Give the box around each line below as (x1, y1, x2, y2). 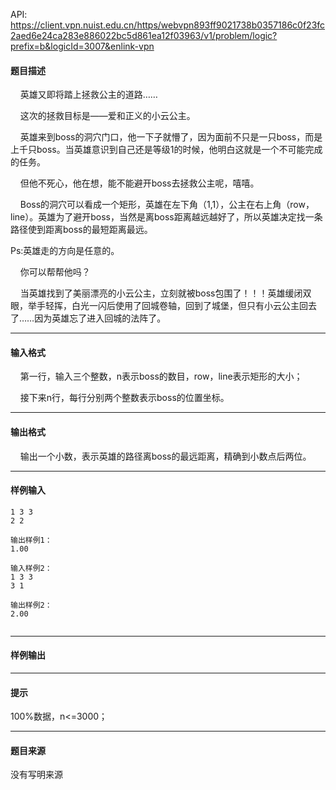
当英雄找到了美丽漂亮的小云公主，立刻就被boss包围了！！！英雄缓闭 (19, 287, 303, 299)
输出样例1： (10, 535, 53, 545)
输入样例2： (10, 563, 53, 573)
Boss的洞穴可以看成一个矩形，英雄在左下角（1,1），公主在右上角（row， (19, 199, 315, 211)
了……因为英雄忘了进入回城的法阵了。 (10, 312, 167, 324)
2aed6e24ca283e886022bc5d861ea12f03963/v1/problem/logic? (10, 30, 278, 41)
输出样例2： (10, 600, 53, 610)
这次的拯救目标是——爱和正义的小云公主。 (19, 110, 196, 122)
